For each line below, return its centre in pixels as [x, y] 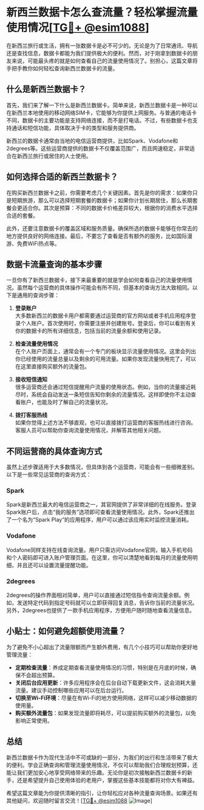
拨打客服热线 [31, 415]
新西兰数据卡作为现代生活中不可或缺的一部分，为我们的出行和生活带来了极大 [102, 757]
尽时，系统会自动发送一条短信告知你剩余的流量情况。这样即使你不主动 [103, 394]
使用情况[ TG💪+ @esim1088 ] [78, 28]
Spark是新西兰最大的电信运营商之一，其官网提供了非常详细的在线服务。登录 [101, 505]
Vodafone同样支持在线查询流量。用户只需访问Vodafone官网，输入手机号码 [100, 550]
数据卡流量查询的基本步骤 [54, 264]
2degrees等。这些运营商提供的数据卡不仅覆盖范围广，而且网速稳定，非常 [98, 148]
